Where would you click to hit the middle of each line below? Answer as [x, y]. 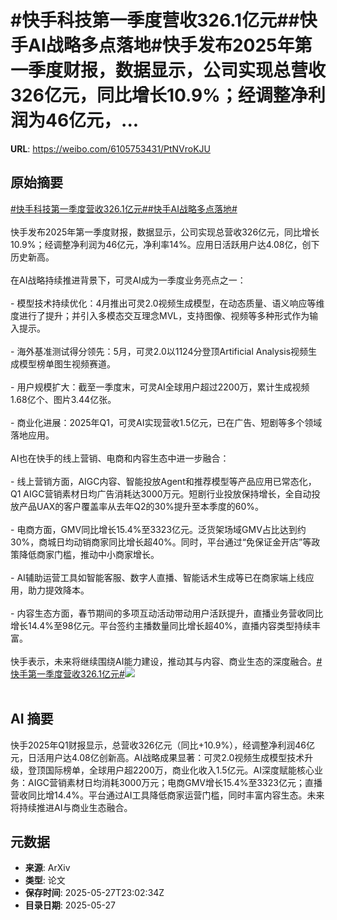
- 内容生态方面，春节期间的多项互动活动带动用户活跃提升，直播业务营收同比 [167, 613]
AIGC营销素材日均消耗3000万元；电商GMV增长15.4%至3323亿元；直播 [175, 782]
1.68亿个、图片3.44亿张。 [63, 399]
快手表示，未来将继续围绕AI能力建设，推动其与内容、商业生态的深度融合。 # [166, 661]
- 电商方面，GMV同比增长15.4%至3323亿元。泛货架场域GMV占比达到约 [158, 529]
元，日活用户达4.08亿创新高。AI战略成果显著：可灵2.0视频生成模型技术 [157, 757]
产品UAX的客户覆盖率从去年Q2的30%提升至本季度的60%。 [141, 506]
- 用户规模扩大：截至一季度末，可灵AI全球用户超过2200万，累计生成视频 [160, 387]
